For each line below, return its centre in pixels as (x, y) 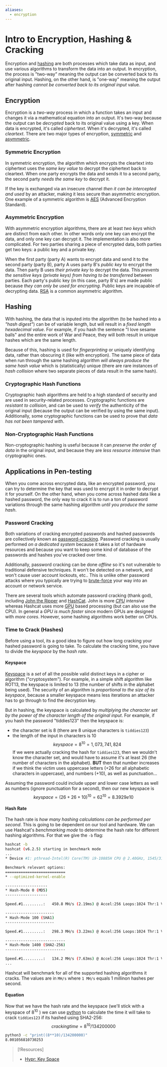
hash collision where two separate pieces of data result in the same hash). (81, 371)
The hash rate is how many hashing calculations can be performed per (78, 819)
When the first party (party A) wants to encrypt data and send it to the (77, 259)
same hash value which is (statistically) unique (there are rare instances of (82, 366)
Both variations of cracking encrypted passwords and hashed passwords (80, 534)
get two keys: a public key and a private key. (50, 249)
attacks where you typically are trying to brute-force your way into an (76, 580)
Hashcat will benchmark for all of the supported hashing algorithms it (76, 973)
